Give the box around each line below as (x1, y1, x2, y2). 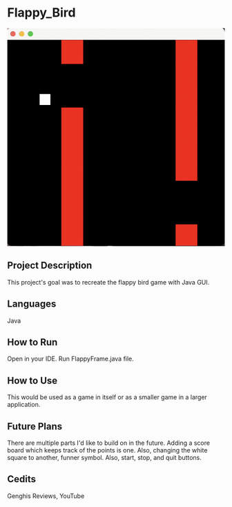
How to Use (7, 374, 58, 386)
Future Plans (7, 420, 63, 432)
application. (7, 401, 41, 409)
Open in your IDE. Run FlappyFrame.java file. (7, 354, 135, 363)
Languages (7, 298, 57, 310)
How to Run (7, 336, 58, 348)
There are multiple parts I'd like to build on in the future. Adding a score (7, 439, 211, 447)
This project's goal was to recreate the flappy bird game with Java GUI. (7, 278, 210, 286)
